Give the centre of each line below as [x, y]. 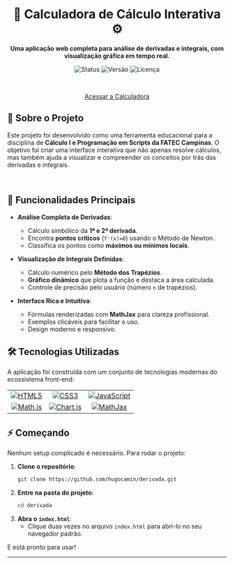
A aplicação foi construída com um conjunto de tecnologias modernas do [112, 372]
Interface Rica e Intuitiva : [54, 301]
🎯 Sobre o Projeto [46, 118]
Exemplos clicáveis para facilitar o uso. [84, 322]
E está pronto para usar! [42, 547]
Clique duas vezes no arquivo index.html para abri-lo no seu [115, 526]
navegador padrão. [55, 534]
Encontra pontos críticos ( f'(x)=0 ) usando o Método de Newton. [121, 238]
